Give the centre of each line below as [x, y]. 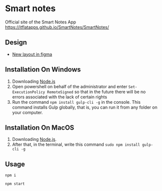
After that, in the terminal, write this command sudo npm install [76, 145]
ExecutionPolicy [28, 92]
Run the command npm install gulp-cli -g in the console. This [76, 102]
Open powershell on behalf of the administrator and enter [70, 86]
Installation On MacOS [40, 127]
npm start [15, 184]
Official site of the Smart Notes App [41, 22]
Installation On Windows [43, 69]
